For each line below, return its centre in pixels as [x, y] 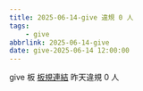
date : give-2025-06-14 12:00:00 [69, 51]
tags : [19, 26]
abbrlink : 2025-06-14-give [59, 42]
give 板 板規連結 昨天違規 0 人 [64, 78]
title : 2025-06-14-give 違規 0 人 [71, 17]
